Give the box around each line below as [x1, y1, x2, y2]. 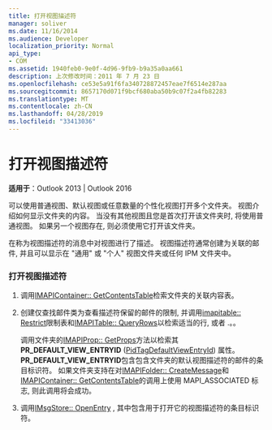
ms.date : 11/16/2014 [8, 27, 79, 35]
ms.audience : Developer [8, 34, 89, 43]
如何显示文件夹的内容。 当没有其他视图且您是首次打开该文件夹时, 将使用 [15, 210, 257, 220]
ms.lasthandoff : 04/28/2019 [8, 110, 104, 118]
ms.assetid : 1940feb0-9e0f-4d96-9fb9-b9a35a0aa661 [8, 65, 183, 73]
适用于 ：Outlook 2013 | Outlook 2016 [8, 183, 132, 193]
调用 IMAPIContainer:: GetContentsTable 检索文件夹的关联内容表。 [19, 290, 239, 300]
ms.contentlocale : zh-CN [8, 102, 93, 110]
